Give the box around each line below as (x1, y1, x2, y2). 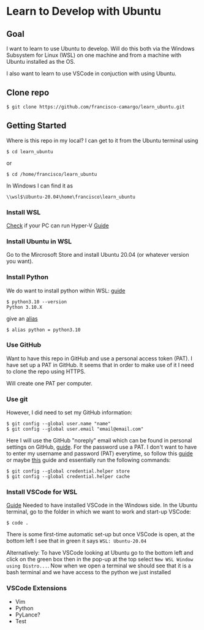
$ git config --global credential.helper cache (6, 474, 130, 480)
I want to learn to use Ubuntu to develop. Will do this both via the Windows (6, 45, 195, 52)
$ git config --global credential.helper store (6, 468, 130, 474)
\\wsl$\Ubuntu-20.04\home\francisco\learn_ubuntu (6, 194, 136, 200)
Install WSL (6, 208, 41, 216)
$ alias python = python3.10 (6, 327, 81, 333)
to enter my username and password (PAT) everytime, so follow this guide (6, 450, 193, 457)
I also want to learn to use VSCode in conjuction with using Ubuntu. (6, 70, 176, 77)
